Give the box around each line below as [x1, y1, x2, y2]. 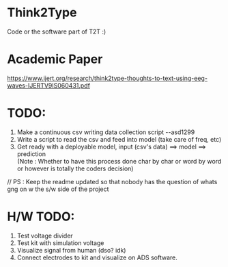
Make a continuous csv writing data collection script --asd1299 [16, 128, 195, 136]
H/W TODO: [7, 209, 75, 224]
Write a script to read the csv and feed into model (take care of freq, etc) [16, 135, 222, 143]
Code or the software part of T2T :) [7, 27, 106, 36]
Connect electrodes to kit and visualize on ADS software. [16, 253, 177, 262]
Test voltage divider [16, 231, 73, 240]
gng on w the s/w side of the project [7, 185, 109, 193]
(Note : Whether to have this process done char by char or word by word [16, 157, 222, 165]
